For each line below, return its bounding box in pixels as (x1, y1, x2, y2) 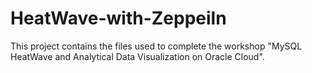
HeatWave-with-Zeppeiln (10, 7, 227, 30)
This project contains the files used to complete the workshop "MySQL (10, 40, 303, 52)
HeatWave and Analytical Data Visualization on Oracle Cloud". (10, 50, 265, 62)
